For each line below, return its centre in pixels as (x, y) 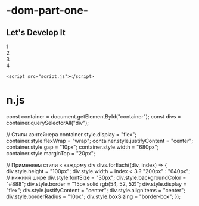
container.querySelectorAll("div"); (48, 123)
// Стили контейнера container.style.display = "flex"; (71, 134)
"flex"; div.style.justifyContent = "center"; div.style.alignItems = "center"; (96, 190)
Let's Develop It (36, 32)
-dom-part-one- (47, 10)
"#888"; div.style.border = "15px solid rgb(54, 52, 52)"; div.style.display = (97, 184)
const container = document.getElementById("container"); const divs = (94, 116)
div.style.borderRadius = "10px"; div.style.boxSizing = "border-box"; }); (93, 196)
